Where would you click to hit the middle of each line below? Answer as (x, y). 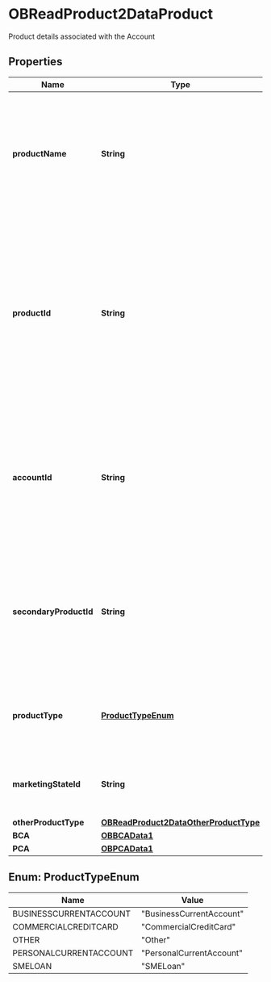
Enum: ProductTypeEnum (74, 878)
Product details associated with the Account (82, 36)
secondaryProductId (53, 612)
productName (40, 153)
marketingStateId (46, 784)
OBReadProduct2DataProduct (111, 14)
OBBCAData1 (127, 835)
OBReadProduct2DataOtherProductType (180, 822)
